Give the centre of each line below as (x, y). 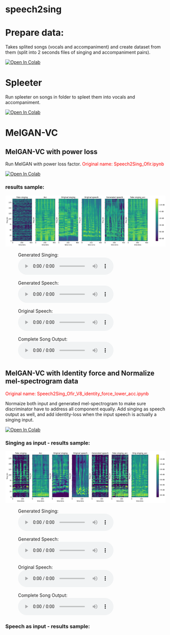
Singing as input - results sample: (48, 443)
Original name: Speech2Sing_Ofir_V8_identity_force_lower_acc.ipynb (77, 394)
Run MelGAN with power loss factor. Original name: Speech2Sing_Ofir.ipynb (85, 164)
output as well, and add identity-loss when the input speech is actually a (81, 414)
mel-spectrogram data (42, 381)
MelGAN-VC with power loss (51, 152)
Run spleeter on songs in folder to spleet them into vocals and (70, 97)
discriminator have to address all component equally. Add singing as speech (85, 409)
